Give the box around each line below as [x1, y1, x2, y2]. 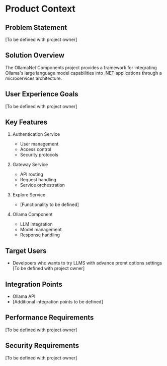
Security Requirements [5, 341, 79, 350]
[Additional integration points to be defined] [12, 299, 103, 305]
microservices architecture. [5, 75, 62, 81]
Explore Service [12, 192, 46, 198]
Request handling [20, 177, 57, 183]
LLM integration [20, 221, 53, 227]
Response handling [20, 232, 60, 238]
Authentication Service [12, 131, 60, 137]
